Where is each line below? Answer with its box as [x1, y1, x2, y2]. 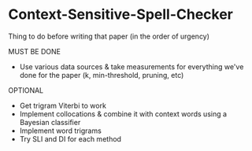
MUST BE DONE [8, 46, 61, 56]
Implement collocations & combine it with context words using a [19, 109, 227, 119]
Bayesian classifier [19, 117, 81, 127]
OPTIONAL [8, 85, 44, 95]
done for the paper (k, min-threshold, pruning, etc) [19, 70, 184, 79]
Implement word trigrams [19, 126, 102, 135]
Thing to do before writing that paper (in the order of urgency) [8, 31, 210, 41]
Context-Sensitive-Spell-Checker [8, 6, 234, 24]
